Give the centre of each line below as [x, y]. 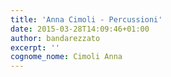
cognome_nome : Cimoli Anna [66, 57]
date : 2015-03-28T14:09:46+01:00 [80, 29]
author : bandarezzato [55, 38]
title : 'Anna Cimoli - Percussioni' [86, 19]
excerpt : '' [35, 47]
